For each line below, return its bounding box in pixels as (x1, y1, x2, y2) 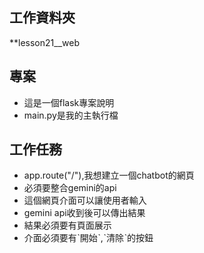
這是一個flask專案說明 (23, 96, 115, 108)
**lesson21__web (9, 36, 80, 48)
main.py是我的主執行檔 (23, 109, 119, 121)
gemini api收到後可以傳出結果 (23, 207, 146, 219)
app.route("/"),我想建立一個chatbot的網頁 (23, 169, 195, 182)
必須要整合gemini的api (23, 182, 117, 194)
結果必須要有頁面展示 (23, 219, 112, 232)
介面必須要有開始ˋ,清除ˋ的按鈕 (23, 232, 154, 244)
